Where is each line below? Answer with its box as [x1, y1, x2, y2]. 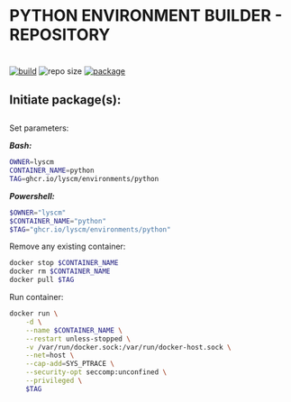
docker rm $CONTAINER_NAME [9, 267, 111, 276]
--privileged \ [25, 376, 83, 386]
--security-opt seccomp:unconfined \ [25, 368, 168, 377]
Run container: [9, 292, 64, 303]
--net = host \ [25, 351, 75, 361]
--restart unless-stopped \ [25, 334, 131, 343]
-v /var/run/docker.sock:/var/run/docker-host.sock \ [25, 343, 232, 352]
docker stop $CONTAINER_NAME [9, 259, 119, 268]
